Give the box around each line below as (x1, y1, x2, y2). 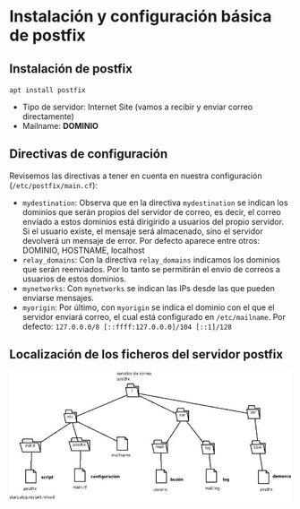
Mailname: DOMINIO (21, 121, 99, 131)
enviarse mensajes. (21, 292, 94, 303)
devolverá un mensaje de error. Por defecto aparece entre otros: (21, 235, 261, 246)
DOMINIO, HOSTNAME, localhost (21, 245, 145, 255)
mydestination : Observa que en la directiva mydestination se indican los (21, 197, 288, 208)
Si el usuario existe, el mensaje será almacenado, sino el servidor (21, 226, 263, 237)
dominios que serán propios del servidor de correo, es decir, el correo (21, 206, 281, 217)
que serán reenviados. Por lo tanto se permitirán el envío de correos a (21, 263, 280, 274)
